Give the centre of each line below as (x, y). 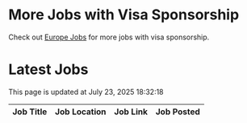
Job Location (81, 112)
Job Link (131, 112)
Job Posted (178, 112)
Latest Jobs (48, 70)
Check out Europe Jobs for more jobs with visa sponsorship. (109, 37)
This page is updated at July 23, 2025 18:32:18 (86, 92)
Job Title (30, 112)
